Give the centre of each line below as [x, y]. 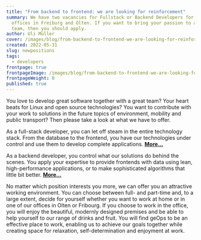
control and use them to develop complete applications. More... [85, 144]
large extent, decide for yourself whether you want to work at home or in [96, 199]
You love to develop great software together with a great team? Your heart [98, 101]
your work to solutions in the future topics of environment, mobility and [94, 113]
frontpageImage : [26, 73]
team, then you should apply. [49, 28]
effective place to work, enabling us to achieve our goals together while [94, 224]
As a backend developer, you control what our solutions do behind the [93, 156]
